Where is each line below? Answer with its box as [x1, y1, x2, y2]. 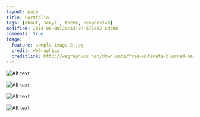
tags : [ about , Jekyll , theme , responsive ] [6, 20, 113, 26]
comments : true [6, 31, 44, 37]
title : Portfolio [6, 14, 49, 20]
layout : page [6, 8, 39, 15]
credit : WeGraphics [11, 48, 60, 54]
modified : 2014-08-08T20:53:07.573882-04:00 [6, 25, 118, 32]
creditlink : [11, 53, 42, 59]
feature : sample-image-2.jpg [11, 42, 84, 48]
